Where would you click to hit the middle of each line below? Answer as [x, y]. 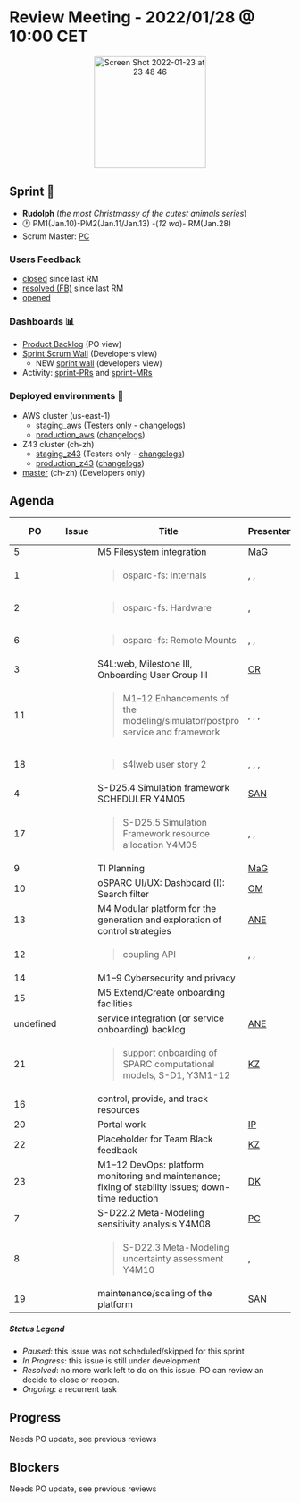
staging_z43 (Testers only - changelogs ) [110, 454]
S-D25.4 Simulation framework [164, 788]
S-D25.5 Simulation [165, 823]
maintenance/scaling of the [155, 1294]
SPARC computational [169, 1065]
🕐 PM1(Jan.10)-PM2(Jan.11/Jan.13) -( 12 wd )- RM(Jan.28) [127, 223]
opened [36, 298]
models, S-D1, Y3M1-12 [176, 1075]
